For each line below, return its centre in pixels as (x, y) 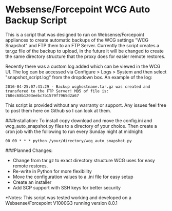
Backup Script (36, 20)
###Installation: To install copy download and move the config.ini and (79, 120)
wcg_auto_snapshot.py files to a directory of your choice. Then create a (81, 126)
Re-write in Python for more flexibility (52, 171)
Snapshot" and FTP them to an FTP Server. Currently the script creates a (82, 45)
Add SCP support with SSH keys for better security (67, 187)
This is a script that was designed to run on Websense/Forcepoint (75, 34)
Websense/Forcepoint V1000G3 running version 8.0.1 (62, 203)
